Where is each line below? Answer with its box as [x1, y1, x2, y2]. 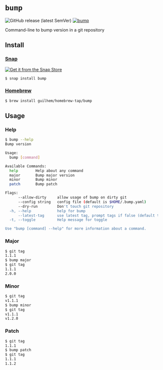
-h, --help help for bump [9, 208, 86, 214]
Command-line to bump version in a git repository [5, 27, 105, 32]
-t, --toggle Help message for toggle [9, 217, 108, 222]
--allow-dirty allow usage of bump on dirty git [17, 195, 127, 200]
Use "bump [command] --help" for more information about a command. [5, 226, 147, 231]
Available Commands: [5, 164, 47, 169]
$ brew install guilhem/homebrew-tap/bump [5, 98, 92, 103]
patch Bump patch [9, 182, 57, 187]
